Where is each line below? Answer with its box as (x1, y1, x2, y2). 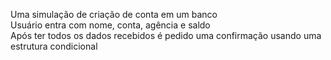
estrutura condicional (10, 40, 98, 52)
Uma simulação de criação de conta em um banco (10, 9, 218, 20)
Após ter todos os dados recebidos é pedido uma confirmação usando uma (10, 30, 322, 41)
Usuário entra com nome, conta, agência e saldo (10, 19, 211, 31)
